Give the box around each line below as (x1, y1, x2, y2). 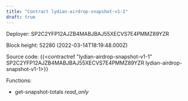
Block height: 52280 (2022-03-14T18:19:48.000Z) (6, 42, 128, 49)
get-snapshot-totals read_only (14, 88, 89, 95)
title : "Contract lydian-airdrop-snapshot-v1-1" (6, 8, 128, 15)
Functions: (6, 77, 32, 84)
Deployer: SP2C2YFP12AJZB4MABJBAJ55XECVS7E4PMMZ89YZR (6, 30, 170, 37)
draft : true (6, 14, 35, 20)
